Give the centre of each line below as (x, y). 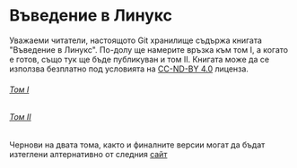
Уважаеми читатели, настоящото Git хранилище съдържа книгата (136, 40)
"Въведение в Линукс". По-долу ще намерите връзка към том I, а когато (149, 49)
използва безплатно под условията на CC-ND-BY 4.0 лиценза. (129, 69)
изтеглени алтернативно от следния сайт (88, 154)
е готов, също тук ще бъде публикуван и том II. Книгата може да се (140, 59)
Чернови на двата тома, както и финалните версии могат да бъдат (137, 145)
